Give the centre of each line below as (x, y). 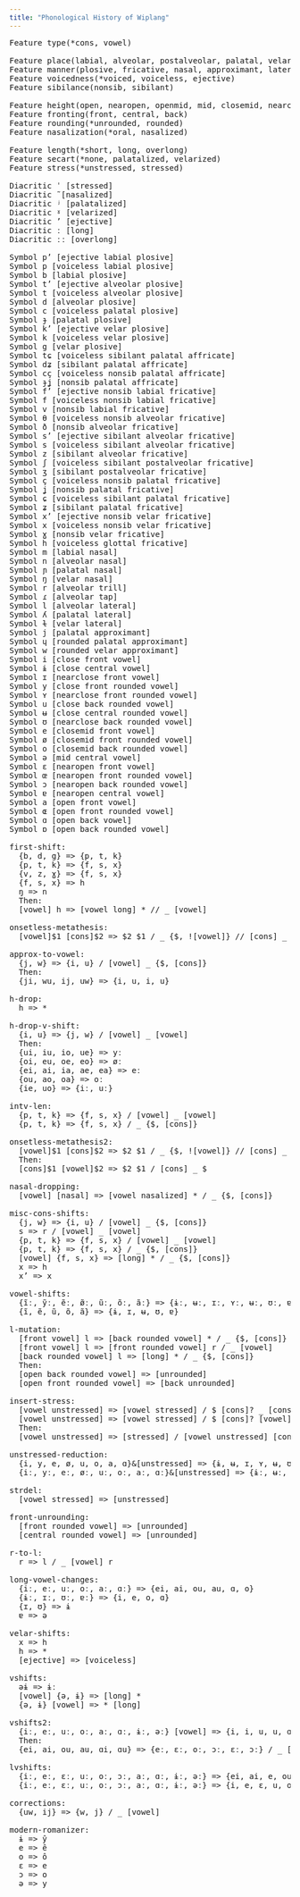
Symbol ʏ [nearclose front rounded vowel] (104, 695)
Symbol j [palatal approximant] (80, 632)
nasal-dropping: (45, 1186)
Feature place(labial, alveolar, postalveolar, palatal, (137, 60)
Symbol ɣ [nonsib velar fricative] (87, 534)
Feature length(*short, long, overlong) (99, 150)
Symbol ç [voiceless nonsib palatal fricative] (115, 480)
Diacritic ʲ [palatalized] (68, 203)
